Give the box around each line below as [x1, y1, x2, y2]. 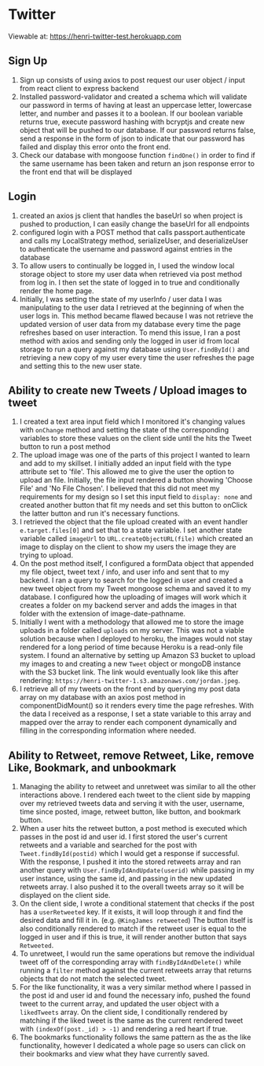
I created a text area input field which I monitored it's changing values [19, 417, 246, 426]
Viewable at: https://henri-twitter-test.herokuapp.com [8, 31, 182, 41]
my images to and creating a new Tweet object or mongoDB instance [19, 659, 241, 669]
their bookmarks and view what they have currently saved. [19, 1049, 210, 1059]
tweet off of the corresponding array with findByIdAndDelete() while [19, 958, 242, 967]
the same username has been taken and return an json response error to [19, 159, 255, 168]
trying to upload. [19, 550, 73, 560]
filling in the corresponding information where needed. [19, 726, 196, 736]
